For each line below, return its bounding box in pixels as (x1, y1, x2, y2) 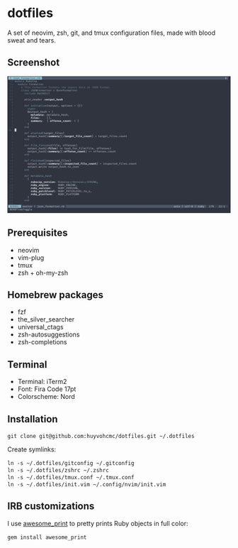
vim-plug (17, 253, 45, 262)
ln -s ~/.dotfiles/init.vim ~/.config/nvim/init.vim (7, 481, 166, 488)
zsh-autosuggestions (17, 330, 80, 339)
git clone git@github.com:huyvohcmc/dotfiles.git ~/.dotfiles (7, 433, 195, 440)
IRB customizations (7, 500, 95, 513)
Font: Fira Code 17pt (17, 385, 76, 393)
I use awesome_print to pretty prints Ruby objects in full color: (7, 519, 189, 527)
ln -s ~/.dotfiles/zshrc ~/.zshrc (7, 467, 110, 474)
